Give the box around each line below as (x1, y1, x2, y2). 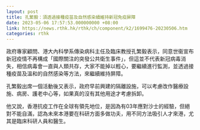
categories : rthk (6, 31, 49, 37)
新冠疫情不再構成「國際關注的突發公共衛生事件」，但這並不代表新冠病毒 (6, 55, 181, 62)
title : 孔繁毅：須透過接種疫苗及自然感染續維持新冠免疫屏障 (6, 14, 136, 20)
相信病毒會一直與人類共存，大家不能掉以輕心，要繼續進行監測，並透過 (16, 63, 189, 70)
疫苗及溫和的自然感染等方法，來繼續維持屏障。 (11, 70, 126, 77)
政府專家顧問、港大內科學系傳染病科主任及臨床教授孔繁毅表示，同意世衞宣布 (6, 48, 194, 55)
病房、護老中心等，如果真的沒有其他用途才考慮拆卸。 (16, 90, 147, 97)
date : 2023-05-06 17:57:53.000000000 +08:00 (6, 20, 118, 26)
